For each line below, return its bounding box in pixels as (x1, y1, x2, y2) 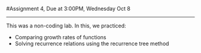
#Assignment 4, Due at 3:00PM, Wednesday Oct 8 (6, 5, 130, 12)
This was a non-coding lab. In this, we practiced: (6, 22, 127, 29)
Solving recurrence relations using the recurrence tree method (14, 40, 169, 47)
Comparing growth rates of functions (14, 34, 106, 40)
